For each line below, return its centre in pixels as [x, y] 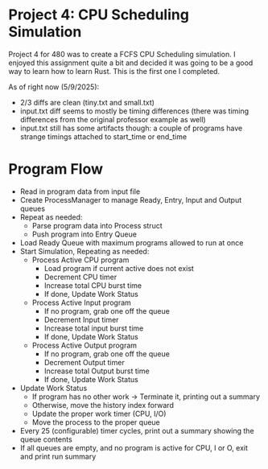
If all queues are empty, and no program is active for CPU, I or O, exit [134, 447]
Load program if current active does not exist [119, 268]
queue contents [46, 439]
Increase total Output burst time [97, 371]
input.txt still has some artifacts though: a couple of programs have [131, 128]
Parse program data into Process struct [97, 225]
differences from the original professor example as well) [113, 119]
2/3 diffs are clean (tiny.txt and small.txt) [87, 102]
